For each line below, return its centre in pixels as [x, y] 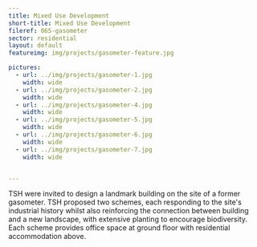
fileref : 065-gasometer [48, 30]
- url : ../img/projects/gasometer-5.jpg [84, 120]
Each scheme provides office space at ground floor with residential [119, 228]
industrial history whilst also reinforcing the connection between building [128, 211]
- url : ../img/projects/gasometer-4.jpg [84, 105]
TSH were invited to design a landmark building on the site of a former [124, 194]
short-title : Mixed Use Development [69, 23]
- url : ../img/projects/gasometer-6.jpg [84, 135]
